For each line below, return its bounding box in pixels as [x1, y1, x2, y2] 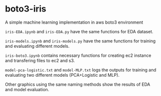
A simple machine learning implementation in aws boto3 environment [5, 19, 144, 25]
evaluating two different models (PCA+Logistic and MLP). [5, 72, 120, 78]
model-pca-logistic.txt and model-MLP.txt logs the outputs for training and [5, 67, 157, 73]
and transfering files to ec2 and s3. [5, 57, 75, 63]
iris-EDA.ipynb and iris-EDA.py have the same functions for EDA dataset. [5, 28, 154, 34]
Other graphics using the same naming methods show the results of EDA [5, 81, 150, 87]
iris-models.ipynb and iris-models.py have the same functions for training [5, 38, 156, 44]
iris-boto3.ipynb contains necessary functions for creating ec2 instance [5, 52, 151, 58]
